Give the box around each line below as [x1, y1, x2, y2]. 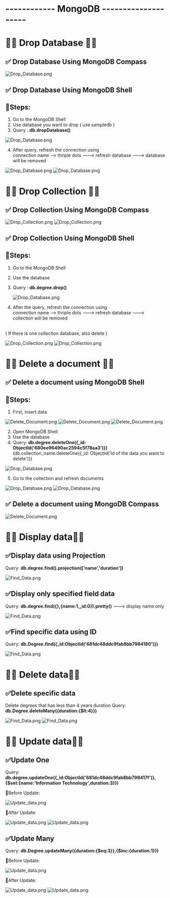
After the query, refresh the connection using [12, 304, 108, 310]
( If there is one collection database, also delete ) [5, 330, 108, 336]
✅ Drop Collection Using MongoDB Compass [5, 206, 149, 214]
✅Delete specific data [5, 689, 76, 698]
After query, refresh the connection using [12, 147, 99, 153]
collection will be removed [12, 315, 67, 321]
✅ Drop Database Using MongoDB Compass [5, 57, 147, 66]
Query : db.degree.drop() [12, 284, 67, 291]
